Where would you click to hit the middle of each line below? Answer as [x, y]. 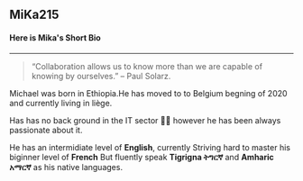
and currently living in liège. [61, 103]
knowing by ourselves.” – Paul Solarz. [101, 76]
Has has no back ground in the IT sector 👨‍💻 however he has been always [145, 120]
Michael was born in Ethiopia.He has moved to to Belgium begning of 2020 [148, 93]
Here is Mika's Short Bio [55, 37]
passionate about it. [46, 130]
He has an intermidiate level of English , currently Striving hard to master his [150, 147]
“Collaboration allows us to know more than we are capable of [147, 66]
